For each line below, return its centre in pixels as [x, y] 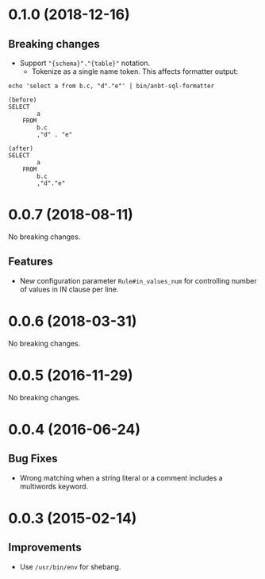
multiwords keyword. [54, 486]
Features [31, 262]
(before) [23, 100]
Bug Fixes [33, 459]
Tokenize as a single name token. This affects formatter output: [135, 71]
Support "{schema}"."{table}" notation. [85, 63]
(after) [21, 149]
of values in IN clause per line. [69, 289]
